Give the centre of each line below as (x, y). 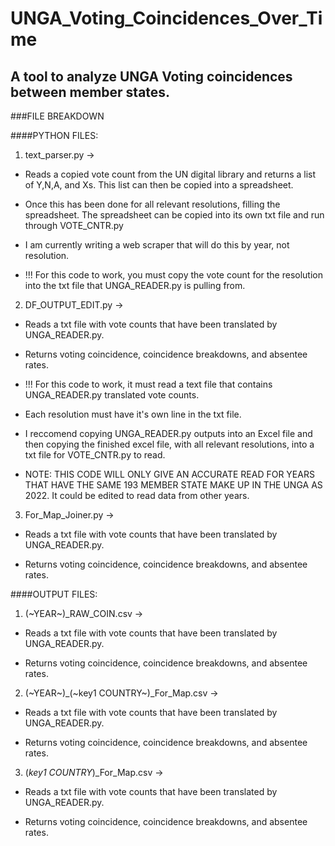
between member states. (90, 92)
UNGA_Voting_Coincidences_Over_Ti (166, 18)
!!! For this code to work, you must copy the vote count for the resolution (174, 275)
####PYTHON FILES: (54, 135)
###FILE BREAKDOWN (57, 116)
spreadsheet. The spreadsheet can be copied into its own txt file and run (174, 215)
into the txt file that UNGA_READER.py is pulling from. (135, 285)
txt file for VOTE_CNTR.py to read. (95, 455)
